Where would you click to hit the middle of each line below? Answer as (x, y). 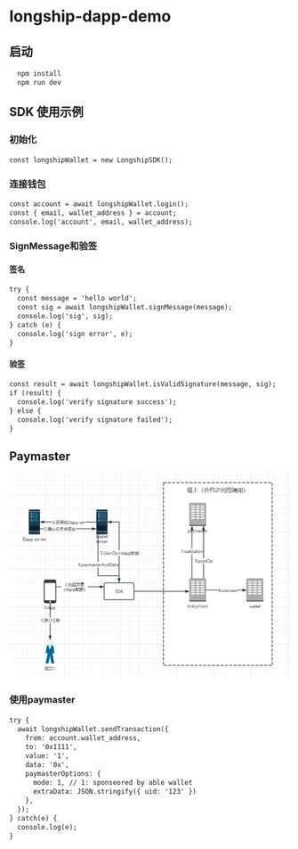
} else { (25, 411)
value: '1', (47, 755)
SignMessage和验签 (53, 245)
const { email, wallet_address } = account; (93, 213)
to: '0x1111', (51, 746)
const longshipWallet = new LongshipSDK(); (91, 160)
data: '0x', (47, 764)
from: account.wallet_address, (83, 738)
